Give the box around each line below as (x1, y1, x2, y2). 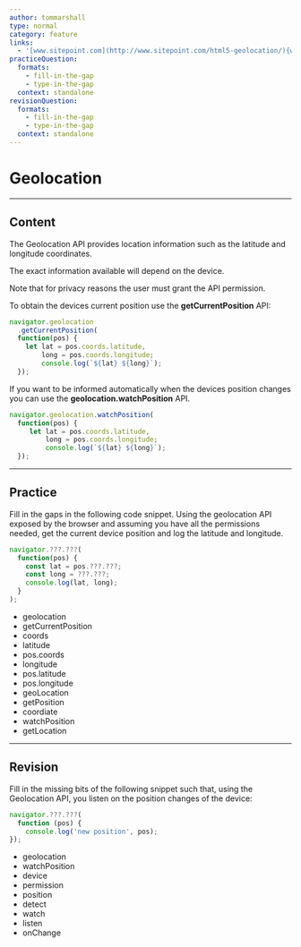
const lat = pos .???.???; (25, 561, 123, 571)
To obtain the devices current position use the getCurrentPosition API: (9, 300, 271, 311)
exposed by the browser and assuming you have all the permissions (9, 518, 261, 529)
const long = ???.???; (25, 570, 110, 579)
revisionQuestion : (9, 96, 78, 106)
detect (21, 899, 47, 909)
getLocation (21, 725, 67, 736)
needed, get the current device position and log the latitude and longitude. (9, 527, 284, 538)
